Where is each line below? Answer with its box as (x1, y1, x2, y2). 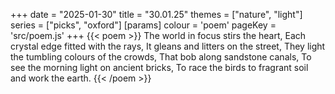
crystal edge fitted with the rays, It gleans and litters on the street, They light (10, 40, 326, 52)
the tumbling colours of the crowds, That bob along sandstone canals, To (10, 51, 312, 63)
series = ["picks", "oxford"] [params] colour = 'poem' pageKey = (10, 19, 277, 31)
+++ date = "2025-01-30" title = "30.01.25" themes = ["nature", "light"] (10, 9, 303, 20)
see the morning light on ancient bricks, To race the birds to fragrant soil (10, 62, 309, 73)
